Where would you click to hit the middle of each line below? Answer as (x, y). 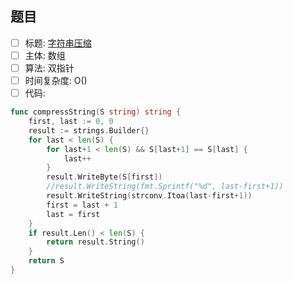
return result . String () (95, 242)
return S (46, 261)
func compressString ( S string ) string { (96, 112)
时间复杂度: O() (56, 80)
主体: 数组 (45, 55)
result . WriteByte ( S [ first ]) (104, 177)
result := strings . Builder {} (89, 130)
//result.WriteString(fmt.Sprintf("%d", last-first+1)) (165, 187)
